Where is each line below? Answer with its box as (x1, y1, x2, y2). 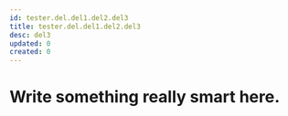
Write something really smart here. (9, 87, 281, 108)
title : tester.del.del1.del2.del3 (9, 22, 142, 31)
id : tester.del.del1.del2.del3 (9, 13, 129, 23)
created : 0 (9, 47, 51, 57)
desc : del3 (9, 30, 51, 39)
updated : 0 (9, 38, 51, 48)
